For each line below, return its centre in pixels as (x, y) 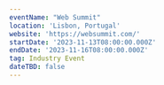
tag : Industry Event (47, 58)
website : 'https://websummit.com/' (75, 34)
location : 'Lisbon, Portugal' (65, 26)
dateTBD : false (37, 67)
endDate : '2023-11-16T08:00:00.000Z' (79, 50)
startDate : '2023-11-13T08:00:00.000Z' (83, 42)
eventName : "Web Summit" (55, 17)
